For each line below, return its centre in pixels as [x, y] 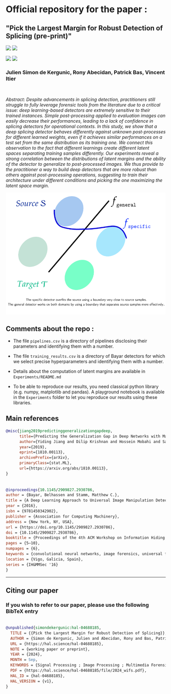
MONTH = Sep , [24, 660]
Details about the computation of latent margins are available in [79, 372]
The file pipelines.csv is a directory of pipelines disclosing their [80, 341]
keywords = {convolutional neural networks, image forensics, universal [84, 554]
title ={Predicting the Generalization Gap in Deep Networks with [90, 436]
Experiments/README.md [37, 377]
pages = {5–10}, [23, 543]
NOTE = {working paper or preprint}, [50, 649]
